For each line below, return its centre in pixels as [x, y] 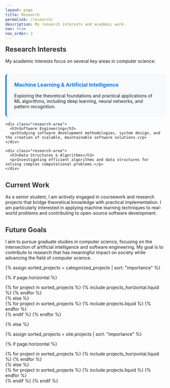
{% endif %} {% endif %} [32, 381]
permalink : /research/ [29, 19]
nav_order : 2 [19, 34]
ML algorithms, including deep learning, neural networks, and [79, 101]
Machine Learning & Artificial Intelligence [66, 85]
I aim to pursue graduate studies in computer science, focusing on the [79, 242]
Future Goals [26, 230]
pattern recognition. [35, 107]
